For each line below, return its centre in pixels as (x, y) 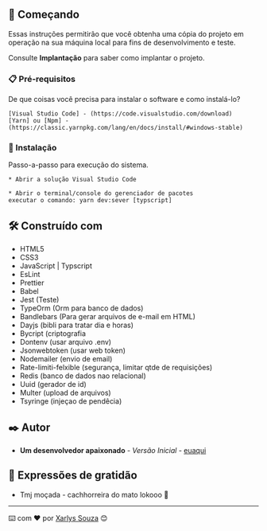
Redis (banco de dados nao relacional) (83, 376)
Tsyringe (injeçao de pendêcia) (71, 401)
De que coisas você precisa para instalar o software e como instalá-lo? (124, 100)
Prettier (32, 283)
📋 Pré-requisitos (42, 79)
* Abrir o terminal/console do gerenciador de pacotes (101, 193)
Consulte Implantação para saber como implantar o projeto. (106, 57)
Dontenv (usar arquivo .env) (66, 342)
